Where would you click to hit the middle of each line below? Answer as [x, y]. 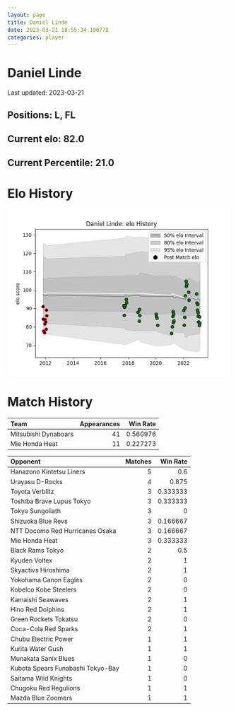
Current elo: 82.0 [46, 139]
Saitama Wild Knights [41, 678]
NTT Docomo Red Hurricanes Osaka [63, 531]
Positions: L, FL [42, 115]
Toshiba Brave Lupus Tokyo [51, 501]
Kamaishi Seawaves [40, 599]
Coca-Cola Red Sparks [44, 629]
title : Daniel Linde [38, 22]
